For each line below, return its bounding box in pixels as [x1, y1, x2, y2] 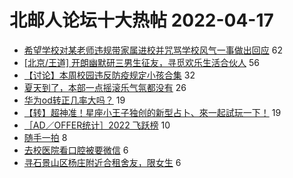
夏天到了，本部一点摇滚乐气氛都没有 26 [23, 81, 187, 93]
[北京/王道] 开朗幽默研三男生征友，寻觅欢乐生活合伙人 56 [23, 56, 260, 68]
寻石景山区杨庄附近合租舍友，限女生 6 [23, 156, 182, 168]
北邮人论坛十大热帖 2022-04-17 [9, 9, 274, 32]
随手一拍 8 [23, 131, 68, 143]
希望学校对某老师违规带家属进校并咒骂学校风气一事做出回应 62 [23, 44, 283, 56]
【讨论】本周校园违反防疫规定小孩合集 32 [23, 69, 196, 81]
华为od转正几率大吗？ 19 [23, 94, 126, 106]
